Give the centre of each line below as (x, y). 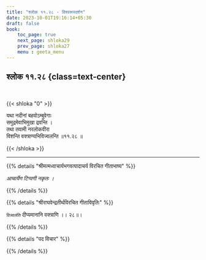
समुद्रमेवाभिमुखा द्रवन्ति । (30, 122)
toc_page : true (37, 35)
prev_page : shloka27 (44, 47)
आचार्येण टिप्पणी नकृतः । (30, 178)
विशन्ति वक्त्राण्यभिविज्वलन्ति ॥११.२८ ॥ (44, 136)
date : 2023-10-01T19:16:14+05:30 (49, 18)
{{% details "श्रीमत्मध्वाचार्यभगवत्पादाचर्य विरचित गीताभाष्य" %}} (71, 166)
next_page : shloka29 (44, 40)
